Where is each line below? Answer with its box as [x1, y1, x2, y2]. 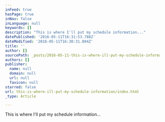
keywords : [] [5, 25, 32, 30]
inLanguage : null [5, 21, 41, 26]
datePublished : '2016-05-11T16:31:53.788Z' [5, 35, 96, 40]
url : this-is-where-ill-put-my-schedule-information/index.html [5, 89, 139, 94]
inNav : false [5, 16, 32, 21]
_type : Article [5, 94, 36, 98]
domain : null [9, 71, 36, 76]
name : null [9, 67, 32, 72]
